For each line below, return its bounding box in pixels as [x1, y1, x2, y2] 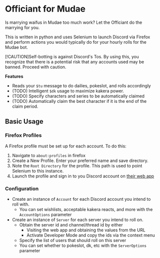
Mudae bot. [5, 44, 28, 50]
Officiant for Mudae [5, 3, 86, 15]
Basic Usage [5, 117, 44, 126]
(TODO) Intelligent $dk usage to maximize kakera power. [12, 88, 124, 94]
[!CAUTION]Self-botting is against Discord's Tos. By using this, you [5, 53, 139, 59]
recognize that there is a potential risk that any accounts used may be [5, 59, 144, 64]
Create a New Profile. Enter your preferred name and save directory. [12, 158, 149, 163]
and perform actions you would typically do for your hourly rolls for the [5, 39, 147, 45]
